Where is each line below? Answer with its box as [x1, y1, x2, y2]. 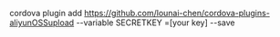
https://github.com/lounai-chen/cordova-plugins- [84, 8, 271, 18]
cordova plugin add [9, 8, 83, 18]
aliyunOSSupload [9, 17, 75, 28]
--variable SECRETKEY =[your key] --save [76, 17, 235, 28]
